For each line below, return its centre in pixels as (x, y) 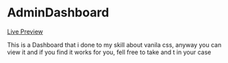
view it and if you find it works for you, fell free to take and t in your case (109, 52)
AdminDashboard (58, 13)
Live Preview (25, 32)
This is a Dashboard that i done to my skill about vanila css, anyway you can (114, 45)
